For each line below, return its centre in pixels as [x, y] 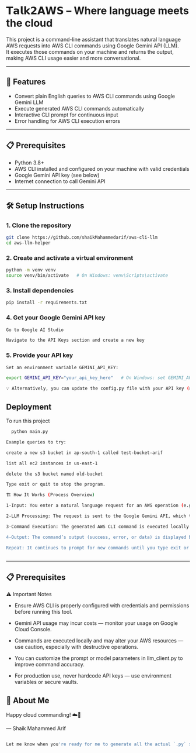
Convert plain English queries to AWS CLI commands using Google [95, 96]
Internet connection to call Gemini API [60, 181]
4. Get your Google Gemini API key [56, 318]
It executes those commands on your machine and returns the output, [90, 51]
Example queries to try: [36, 442]
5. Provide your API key [40, 355]
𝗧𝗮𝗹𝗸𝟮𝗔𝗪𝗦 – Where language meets [98, 11]
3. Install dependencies [40, 290]
